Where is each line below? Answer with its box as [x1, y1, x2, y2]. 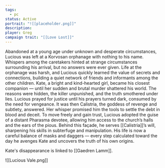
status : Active [5, 16, 37, 21]
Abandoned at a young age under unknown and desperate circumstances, [5, 48, 157, 55]
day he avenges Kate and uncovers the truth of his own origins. [5, 138, 135, 144]
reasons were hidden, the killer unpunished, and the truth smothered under [5, 90, 159, 97]
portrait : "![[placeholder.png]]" [5, 21, 77, 26]
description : [5, 26, 32, 31]
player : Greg [5, 30, 32, 35]
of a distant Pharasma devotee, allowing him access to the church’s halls [5, 117, 154, 123]
